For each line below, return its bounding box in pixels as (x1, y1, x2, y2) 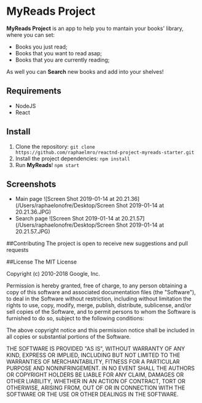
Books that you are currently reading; (15, 56, 110, 63)
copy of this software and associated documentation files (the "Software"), (6, 289, 196, 296)
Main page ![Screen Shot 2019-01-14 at (15, 195, 115, 203)
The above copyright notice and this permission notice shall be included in (6, 327, 195, 334)
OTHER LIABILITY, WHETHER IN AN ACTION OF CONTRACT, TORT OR (6, 378, 185, 385)
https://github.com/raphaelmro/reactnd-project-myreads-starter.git (15, 149, 195, 155)
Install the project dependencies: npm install (15, 155, 130, 162)
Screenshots (6, 179, 56, 189)
